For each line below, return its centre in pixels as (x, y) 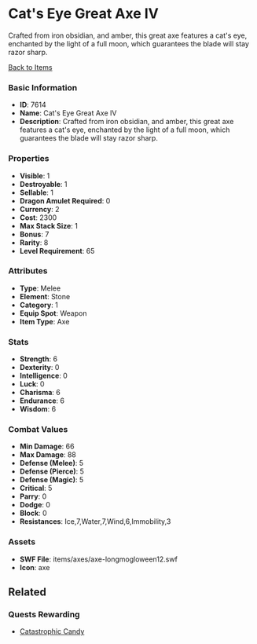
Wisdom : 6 (38, 409)
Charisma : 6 (40, 393)
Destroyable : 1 (43, 184)
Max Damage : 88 (48, 455)
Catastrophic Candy (52, 631)
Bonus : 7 (34, 234)
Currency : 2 (40, 209)
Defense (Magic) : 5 (51, 480)
